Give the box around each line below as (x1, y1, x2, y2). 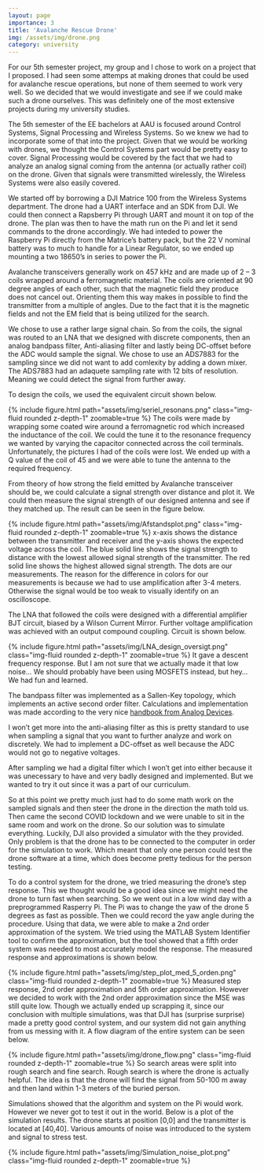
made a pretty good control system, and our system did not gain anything (8, 1018, 246, 1028)
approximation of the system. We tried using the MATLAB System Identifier (8, 927, 251, 937)
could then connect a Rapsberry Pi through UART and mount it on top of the (8, 210, 254, 220)
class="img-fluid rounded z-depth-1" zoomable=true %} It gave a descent (8, 651, 249, 660)
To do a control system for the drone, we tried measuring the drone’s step (8, 878, 247, 887)
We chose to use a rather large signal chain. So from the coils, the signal (8, 325, 243, 334)
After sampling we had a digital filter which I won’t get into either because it (8, 763, 253, 773)
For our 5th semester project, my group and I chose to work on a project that (8, 62, 257, 72)
